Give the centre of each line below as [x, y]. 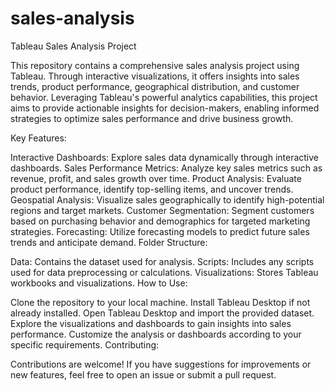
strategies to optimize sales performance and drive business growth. [152, 118]
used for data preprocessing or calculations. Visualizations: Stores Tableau [164, 272]
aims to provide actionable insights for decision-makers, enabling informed [165, 108]
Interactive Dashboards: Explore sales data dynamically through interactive [165, 157]
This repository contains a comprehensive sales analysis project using [155, 65]
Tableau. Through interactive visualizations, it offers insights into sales [155, 76]
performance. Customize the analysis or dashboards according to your [156, 334]
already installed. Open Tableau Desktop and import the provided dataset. [162, 313]
